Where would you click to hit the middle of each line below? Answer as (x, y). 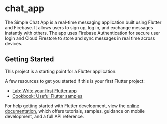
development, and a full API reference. (45, 116)
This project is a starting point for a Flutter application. (61, 71)
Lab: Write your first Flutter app (45, 91)
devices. (14, 43)
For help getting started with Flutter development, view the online (72, 106)
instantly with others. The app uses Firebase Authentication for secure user (83, 33)
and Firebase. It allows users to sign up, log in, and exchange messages (79, 27)
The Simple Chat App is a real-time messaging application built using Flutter (83, 22)
